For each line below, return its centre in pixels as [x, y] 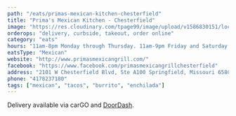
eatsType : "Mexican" [38, 53]
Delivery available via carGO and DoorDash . [71, 105]
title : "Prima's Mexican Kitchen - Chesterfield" [81, 20]
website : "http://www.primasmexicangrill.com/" [78, 59]
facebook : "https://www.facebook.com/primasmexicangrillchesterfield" [113, 66]
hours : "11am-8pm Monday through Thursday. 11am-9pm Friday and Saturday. [119, 46]
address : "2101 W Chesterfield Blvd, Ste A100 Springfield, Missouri [111, 72]
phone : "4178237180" [38, 79]
